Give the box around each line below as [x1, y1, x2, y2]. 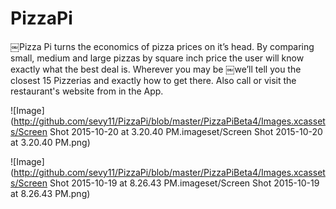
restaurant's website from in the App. [10, 85, 164, 97]
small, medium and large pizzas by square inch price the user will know [10, 52, 305, 64]
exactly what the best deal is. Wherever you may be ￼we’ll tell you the [10, 63, 302, 75]
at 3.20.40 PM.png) [10, 136, 91, 148]
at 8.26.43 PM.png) [10, 187, 91, 199]
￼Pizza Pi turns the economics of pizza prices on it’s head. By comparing [10, 40, 315, 52]
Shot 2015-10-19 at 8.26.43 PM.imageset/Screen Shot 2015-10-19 [49, 177, 320, 189]
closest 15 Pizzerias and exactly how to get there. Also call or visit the [10, 74, 297, 86]
